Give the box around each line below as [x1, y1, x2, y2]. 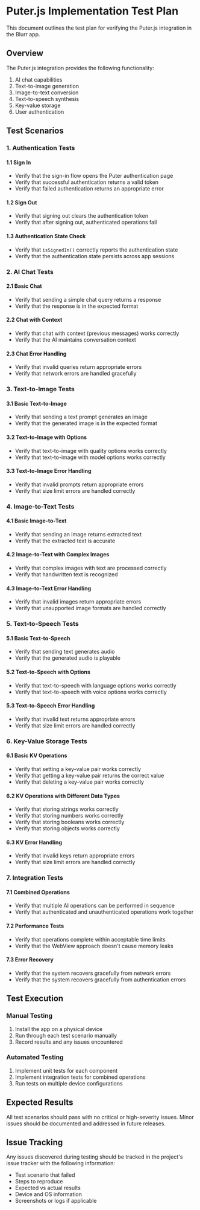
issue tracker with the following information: [6, 1160, 116, 1167]
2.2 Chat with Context [6, 316, 63, 324]
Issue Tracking [6, 1137, 63, 1148]
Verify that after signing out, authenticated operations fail [14, 219, 157, 226]
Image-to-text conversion [14, 89, 79, 96]
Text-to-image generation [14, 82, 80, 89]
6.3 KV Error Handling [6, 839, 62, 846]
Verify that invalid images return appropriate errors [14, 598, 142, 605]
